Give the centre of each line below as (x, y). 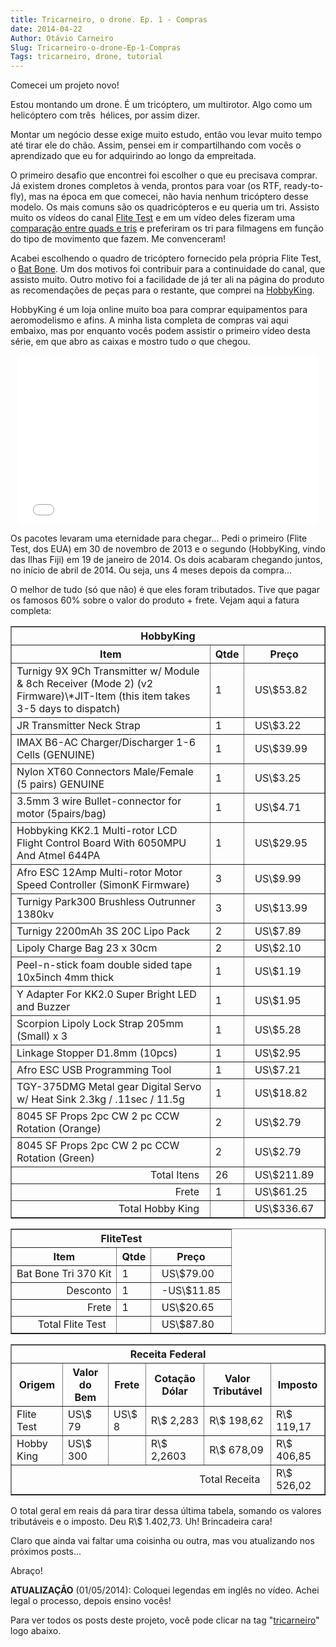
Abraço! (26, 1571)
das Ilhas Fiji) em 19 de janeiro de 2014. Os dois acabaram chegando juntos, (166, 560)
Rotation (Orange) (59, 1129)
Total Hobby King (159, 1209)
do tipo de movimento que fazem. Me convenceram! (118, 239)
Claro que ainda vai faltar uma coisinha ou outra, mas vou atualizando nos (162, 1541)
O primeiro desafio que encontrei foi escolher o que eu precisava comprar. (164, 175)
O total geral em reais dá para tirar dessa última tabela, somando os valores (166, 1511)
